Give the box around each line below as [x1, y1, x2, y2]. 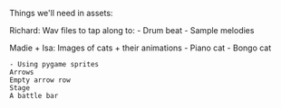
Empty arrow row [9, 76, 71, 85]
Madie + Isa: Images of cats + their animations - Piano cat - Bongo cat [9, 42, 272, 53]
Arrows [9, 67, 34, 76]
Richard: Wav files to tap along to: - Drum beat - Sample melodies [9, 25, 255, 35]
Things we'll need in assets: [9, 8, 113, 18]
